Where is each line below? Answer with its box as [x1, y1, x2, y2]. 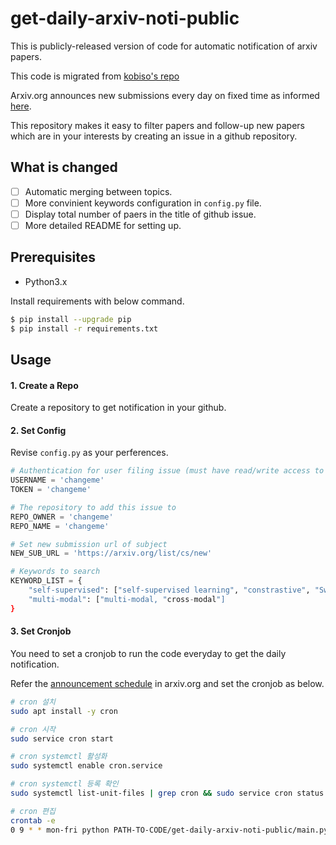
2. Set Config [10, 424, 67, 436]
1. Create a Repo [10, 379, 79, 391]
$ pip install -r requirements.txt [10, 323, 159, 334]
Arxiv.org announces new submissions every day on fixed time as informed [10, 89, 320, 101]
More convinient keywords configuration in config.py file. [24, 197, 262, 209]
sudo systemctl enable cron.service [10, 761, 163, 771]
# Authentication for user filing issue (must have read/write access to [10, 466, 325, 476]
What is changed [10, 159, 118, 176]
